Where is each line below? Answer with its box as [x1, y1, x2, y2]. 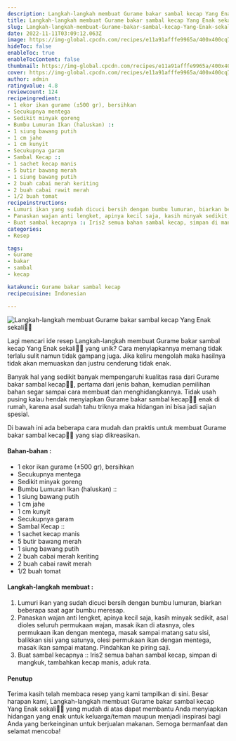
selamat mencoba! [7, 727, 61, 735]
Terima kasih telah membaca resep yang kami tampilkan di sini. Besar [7, 690, 209, 698]
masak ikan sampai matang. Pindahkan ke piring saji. [17, 643, 171, 651]
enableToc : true [7, 50, 55, 57]
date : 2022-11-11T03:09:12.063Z [7, 29, 102, 37]
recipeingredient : [7, 95, 61, 102]
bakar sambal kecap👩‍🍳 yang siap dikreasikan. [7, 431, 140, 439]
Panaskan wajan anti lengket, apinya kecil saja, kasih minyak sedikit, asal [17, 613, 228, 622]
